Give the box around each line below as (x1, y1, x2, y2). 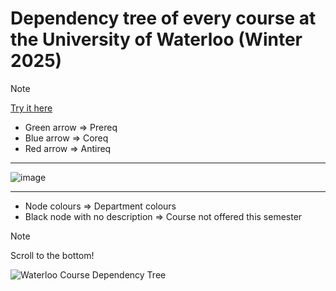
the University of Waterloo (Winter (10, 28, 303, 51)
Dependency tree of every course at (10, 7, 317, 30)
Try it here (10, 102, 53, 114)
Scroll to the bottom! (10, 249, 95, 261)
